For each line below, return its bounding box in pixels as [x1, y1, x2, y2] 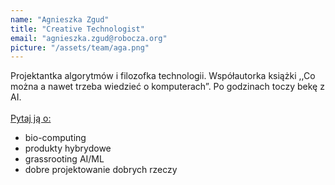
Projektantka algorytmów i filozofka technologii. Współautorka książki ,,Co [10, 70, 316, 82]
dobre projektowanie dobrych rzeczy [24, 164, 178, 176]
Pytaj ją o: [10, 112, 52, 125]
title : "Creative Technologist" [10, 24, 145, 34]
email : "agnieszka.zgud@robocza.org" [10, 33, 168, 43]
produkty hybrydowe [24, 142, 112, 155]
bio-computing [24, 132, 87, 144]
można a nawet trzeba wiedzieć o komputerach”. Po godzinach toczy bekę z [10, 81, 325, 93]
